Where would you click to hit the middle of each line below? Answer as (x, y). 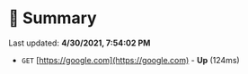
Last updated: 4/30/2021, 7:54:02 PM (80, 43)
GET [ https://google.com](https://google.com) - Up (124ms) (130, 60)
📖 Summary (53, 18)
